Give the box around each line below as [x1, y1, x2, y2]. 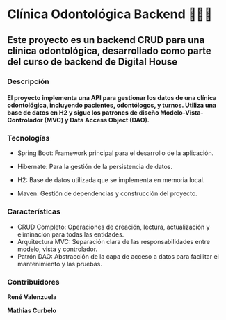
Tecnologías [7, 134, 50, 143]
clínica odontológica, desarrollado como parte [7, 45, 212, 56]
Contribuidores [7, 277, 60, 287]
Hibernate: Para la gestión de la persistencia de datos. [17, 163, 172, 171]
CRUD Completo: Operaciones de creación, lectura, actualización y [17, 223, 210, 231]
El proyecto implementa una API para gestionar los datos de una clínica [7, 94, 217, 102]
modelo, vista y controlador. [17, 245, 98, 253]
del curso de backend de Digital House [7, 56, 178, 67]
